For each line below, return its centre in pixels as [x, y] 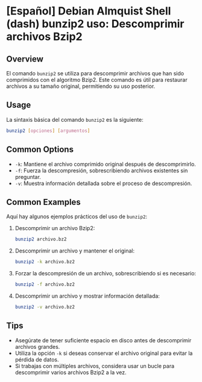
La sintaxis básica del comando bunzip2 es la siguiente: [75, 119]
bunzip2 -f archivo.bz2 [45, 284]
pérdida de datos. [37, 359]
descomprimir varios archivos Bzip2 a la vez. [71, 372]
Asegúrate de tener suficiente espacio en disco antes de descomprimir [103, 340]
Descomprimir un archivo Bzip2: [55, 228]
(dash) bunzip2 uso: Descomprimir [96, 24]
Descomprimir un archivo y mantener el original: [74, 251]
